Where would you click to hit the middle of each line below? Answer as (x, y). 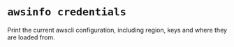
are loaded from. (31, 37)
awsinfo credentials (67, 12)
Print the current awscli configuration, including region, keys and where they (117, 30)
